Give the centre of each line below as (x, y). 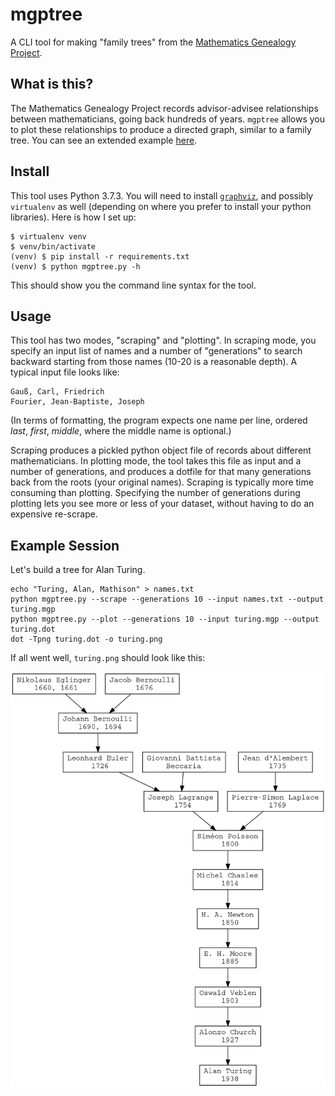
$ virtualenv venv (48, 236)
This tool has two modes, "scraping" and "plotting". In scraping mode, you (163, 340)
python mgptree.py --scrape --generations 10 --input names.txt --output (167, 599)
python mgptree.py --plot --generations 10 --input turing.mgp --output (165, 619)
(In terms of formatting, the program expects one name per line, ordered (159, 420)
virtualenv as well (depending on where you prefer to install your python (161, 206)
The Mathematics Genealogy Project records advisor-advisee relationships (164, 108)
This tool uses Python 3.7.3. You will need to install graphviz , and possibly (162, 195)
